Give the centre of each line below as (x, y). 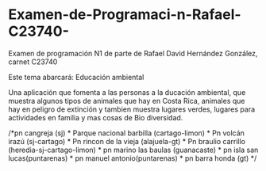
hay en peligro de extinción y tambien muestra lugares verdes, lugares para (132, 109)
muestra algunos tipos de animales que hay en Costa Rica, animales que (127, 101)
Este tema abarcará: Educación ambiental (76, 77)
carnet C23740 (33, 62)
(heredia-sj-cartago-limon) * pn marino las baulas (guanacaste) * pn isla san (133, 150)
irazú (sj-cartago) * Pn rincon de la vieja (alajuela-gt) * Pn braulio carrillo (127, 141)
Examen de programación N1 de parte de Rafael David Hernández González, (133, 53)
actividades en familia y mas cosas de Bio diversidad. (96, 117)
